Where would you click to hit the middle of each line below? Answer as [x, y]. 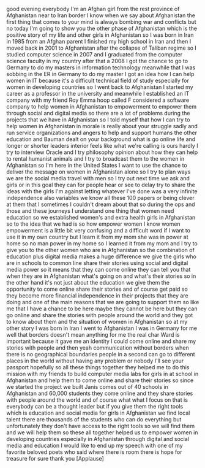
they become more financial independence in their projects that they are [97, 296]
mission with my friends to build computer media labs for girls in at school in [102, 374]
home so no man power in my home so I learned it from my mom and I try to [102, 244]
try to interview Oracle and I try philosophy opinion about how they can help [102, 152]
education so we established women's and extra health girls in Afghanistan [101, 217]
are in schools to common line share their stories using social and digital [97, 263]
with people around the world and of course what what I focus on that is [97, 400]
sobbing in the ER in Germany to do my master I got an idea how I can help [100, 74]
